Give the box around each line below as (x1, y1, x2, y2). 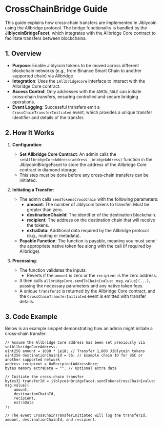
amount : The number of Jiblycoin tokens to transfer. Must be (26, 201, 150, 207)
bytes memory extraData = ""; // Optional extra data (5, 366, 117, 371)
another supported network (5, 357, 60, 362)
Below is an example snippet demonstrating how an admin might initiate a (5, 326, 153, 332)
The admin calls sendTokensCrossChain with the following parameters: (19, 196, 159, 202)
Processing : (12, 258, 38, 263)
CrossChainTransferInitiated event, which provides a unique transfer (12, 109, 153, 115)
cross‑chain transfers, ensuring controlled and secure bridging (12, 94, 138, 99)
